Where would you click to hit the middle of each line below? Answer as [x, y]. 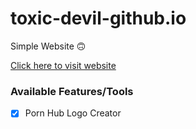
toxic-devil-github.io [98, 18]
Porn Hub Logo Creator [73, 113]
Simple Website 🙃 [48, 46]
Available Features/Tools [72, 91]
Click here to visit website [63, 65]
